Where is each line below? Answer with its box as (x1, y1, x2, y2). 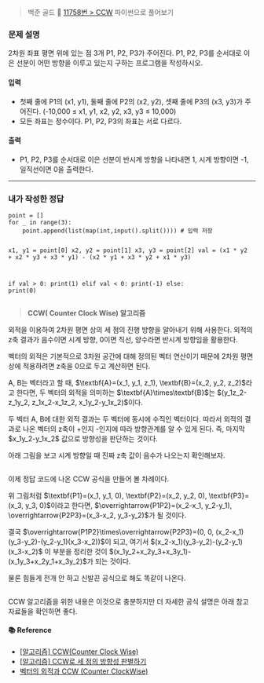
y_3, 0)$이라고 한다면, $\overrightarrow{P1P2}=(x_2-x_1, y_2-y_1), (24, 500, 233, 510)
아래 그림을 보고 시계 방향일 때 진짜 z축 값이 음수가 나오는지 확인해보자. (8, 451, 225, 460)
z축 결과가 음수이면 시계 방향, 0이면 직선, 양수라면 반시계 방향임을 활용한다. (8, 334, 238, 344)
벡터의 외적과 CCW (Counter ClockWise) (19, 667, 148, 676)
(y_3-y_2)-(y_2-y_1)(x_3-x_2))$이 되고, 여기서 (8, 537, 149, 546)
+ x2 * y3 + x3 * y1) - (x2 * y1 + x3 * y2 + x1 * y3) (8, 253, 192, 261)
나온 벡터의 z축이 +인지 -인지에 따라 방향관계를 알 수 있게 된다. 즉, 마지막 (22, 424, 245, 433)
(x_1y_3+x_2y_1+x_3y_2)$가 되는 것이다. (8, 557, 131, 566)
